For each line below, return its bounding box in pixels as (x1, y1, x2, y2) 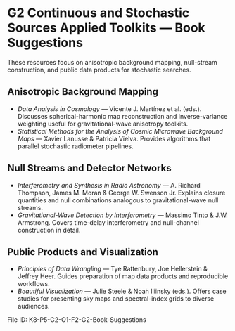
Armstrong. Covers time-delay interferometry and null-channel (17, 218, 199, 226)
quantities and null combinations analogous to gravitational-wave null (17, 195, 219, 205)
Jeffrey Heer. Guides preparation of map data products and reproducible (17, 272, 229, 280)
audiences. (17, 302, 50, 311)
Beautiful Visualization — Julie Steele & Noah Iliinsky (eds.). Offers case (17, 287, 227, 296)
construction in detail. (17, 226, 81, 234)
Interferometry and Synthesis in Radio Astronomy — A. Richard (17, 181, 201, 189)
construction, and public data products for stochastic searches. (7, 65, 191, 74)
